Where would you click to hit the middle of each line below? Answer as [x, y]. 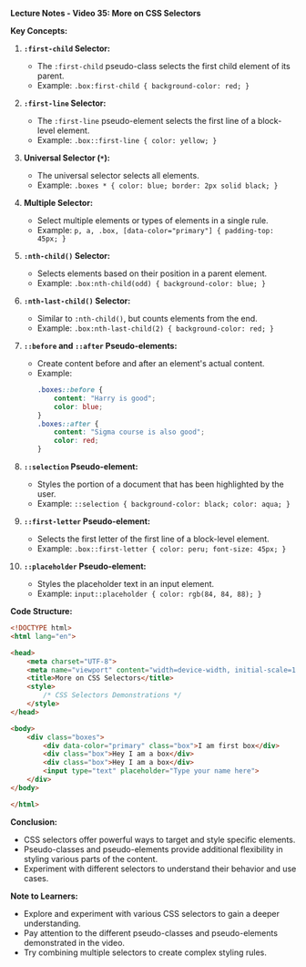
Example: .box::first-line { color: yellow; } [127, 140]
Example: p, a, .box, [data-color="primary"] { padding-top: [155, 230]
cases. [36, 878]
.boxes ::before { [70, 390]
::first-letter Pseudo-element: [87, 521]
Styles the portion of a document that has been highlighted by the [161, 484]
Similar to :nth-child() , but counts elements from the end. [147, 319]
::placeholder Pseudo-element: [85, 566]
